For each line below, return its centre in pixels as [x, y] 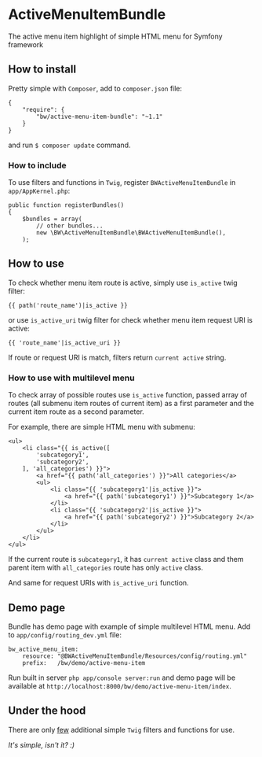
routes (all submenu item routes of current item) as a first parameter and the [131, 404]
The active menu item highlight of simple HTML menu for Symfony [115, 36]
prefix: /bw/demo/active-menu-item [84, 663]
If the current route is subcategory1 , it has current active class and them [126, 559]
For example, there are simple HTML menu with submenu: [102, 427]
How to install [42, 70]
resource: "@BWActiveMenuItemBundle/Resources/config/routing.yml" [135, 656]
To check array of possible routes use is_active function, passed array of [127, 395]
